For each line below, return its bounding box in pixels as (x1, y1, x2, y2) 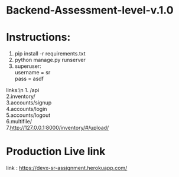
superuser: (14, 63, 41, 70)
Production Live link (6, 145, 106, 158)
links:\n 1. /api (6, 87, 40, 94)
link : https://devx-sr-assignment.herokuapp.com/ (6, 165, 128, 172)
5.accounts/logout (6, 112, 51, 119)
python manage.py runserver (14, 57, 86, 64)
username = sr (14, 69, 51, 76)
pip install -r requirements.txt (14, 50, 86, 57)
